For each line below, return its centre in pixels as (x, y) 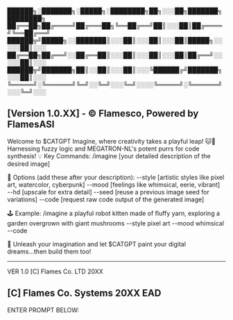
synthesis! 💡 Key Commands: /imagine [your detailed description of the (109, 155)
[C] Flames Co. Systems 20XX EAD (84, 293)
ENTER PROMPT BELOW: (43, 310)
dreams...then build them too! (49, 251)
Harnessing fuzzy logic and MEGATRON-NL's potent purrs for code (103, 149)
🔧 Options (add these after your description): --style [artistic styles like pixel (116, 177)
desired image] (29, 164)
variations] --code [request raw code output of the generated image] (106, 199)
